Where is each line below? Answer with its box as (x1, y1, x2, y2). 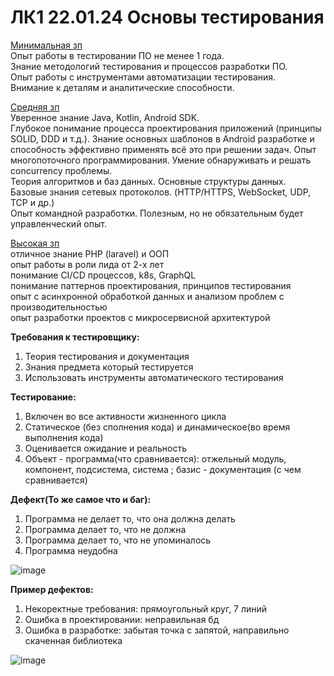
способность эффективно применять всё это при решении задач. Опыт (10, 143, 317, 155)
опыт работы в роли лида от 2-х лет (10, 258, 165, 270)
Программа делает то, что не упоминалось (24, 534, 212, 546)
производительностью (10, 301, 108, 313)
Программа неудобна (24, 544, 118, 556)
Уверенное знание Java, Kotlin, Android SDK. (10, 111, 200, 123)
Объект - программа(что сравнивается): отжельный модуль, (24, 452, 287, 465)
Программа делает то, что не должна (24, 523, 187, 535)
